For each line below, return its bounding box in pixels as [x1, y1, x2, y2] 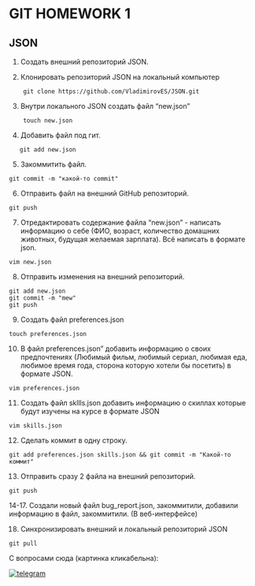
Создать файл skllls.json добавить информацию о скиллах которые [20, 398, 246, 407]
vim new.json [9, 258, 52, 266]
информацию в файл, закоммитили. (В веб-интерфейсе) [9, 509, 198, 518]
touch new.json [23, 117, 73, 125]
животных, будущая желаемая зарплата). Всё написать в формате [20, 234, 246, 244]
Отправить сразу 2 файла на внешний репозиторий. [20, 472, 196, 481]
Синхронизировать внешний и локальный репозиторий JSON [20, 524, 227, 533]
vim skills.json [9, 422, 62, 430]
